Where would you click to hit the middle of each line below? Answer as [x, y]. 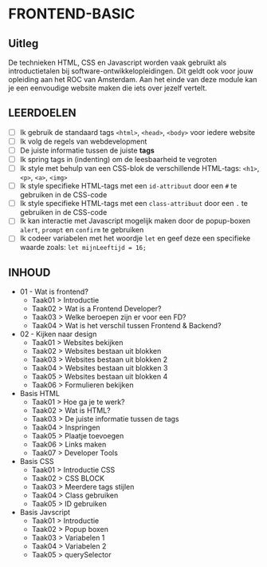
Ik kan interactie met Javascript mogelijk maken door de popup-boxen [135, 221]
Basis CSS [37, 462]
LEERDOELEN [42, 113]
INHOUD [29, 272]
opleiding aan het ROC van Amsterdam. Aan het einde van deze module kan [133, 79]
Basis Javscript [45, 513]
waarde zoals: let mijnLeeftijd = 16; [83, 248]
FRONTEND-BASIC [72, 14]
